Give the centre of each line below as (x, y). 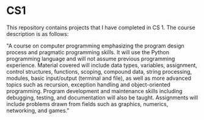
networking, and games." (38, 110)
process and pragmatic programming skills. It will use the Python (88, 52)
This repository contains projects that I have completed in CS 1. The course (101, 27)
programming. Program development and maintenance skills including (94, 91)
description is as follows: (38, 34)
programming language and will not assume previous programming (91, 58)
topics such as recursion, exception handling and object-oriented (89, 84)
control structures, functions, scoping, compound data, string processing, (99, 71)
